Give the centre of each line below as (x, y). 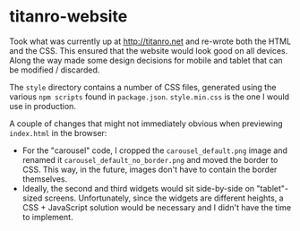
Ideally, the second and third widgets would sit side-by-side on (138, 188)
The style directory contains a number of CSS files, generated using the (143, 87)
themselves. (45, 179)
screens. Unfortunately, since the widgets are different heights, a (164, 198)
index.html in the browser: (58, 133)
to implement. (47, 217)
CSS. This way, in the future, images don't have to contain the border (150, 169)
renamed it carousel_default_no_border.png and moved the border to (150, 159)
